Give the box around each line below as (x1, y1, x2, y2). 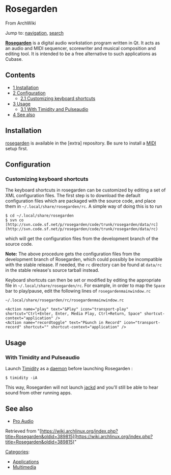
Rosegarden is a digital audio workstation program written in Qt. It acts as (5, 39, 160, 46)
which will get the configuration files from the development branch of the (5, 235, 159, 242)
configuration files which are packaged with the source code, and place (5, 198, 156, 204)
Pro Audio (12, 418, 34, 424)
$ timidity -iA (5, 375, 38, 381)
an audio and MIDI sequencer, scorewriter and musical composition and (5, 45, 156, 51)
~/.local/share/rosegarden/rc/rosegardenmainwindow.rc (5, 298, 124, 303)
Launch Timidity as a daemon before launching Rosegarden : (5, 365, 133, 371)
